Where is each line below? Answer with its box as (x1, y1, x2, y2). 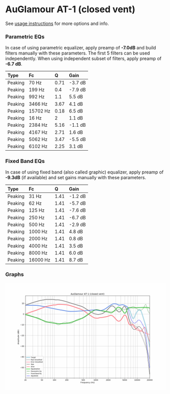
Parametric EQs (5, 33, 45, 40)
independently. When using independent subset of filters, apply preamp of (5, 55, 162, 62)
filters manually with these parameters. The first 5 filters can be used (5, 50, 150, 57)
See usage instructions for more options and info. (5, 20, 109, 26)
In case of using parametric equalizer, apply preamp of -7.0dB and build (5, 45, 156, 51)
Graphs (5, 271, 24, 278)
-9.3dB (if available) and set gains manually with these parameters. (5, 175, 147, 181)
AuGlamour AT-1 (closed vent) (5, 4, 136, 15)
